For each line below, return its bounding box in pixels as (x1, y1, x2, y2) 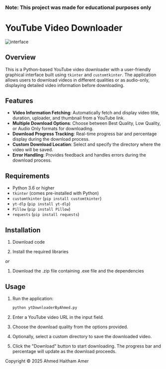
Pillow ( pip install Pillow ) (12, 206, 71, 212)
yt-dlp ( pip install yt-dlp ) (12, 201, 71, 207)
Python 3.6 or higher (12, 185, 55, 191)
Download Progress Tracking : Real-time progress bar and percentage (12, 131, 157, 137)
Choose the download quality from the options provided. (12, 324, 128, 330)
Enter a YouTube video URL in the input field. (12, 314, 104, 320)
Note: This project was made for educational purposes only (5, 4, 152, 11)
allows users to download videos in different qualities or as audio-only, (5, 77, 150, 83)
